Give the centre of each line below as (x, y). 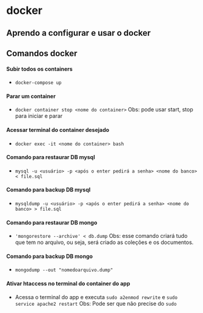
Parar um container (31, 96)
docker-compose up (38, 83)
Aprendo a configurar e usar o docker (78, 33)
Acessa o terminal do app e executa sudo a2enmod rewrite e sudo (96, 297)
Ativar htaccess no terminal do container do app (68, 283)
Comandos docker (42, 53)
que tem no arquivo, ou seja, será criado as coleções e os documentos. (104, 242)
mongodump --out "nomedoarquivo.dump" (64, 270)
